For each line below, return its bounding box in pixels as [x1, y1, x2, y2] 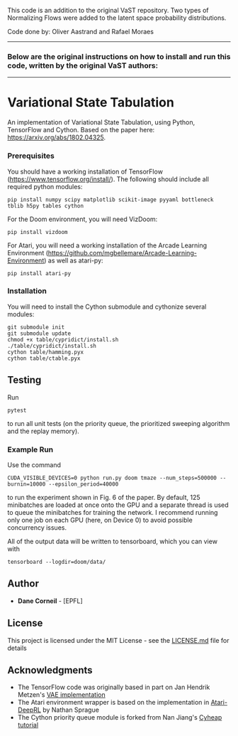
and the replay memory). [7, 427, 79, 435]
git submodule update [7, 330, 72, 337]
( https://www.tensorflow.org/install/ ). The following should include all [7, 174, 209, 183]
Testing [7, 374, 42, 386]
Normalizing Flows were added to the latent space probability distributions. [7, 14, 227, 22]
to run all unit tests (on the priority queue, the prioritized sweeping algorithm [7, 419, 230, 427]
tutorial [17, 721, 39, 730]
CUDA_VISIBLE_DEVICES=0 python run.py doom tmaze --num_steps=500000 [7, 474, 217, 481]
